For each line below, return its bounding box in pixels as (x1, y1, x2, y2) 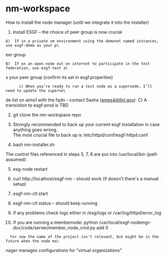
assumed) (5, 156, 26, 162)
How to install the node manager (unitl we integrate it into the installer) (5, 19, 149, 25)
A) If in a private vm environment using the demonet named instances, (5, 38, 159, 44)
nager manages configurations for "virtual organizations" (5, 247, 122, 253)
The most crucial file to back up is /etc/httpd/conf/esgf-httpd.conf (12, 132, 148, 138)
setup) (12, 181, 26, 187)
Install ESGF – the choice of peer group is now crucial (12, 29, 122, 35)
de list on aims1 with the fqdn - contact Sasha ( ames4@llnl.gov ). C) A (5, 97, 148, 103)
